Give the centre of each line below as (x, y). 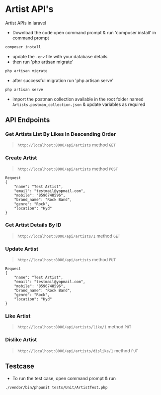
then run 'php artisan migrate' (43, 62)
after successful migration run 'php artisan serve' (63, 80)
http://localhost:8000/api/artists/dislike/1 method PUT (78, 350)
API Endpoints (28, 120)
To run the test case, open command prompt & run (64, 378)
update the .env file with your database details (60, 56)
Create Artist (21, 158)
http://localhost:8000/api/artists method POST (68, 169)
